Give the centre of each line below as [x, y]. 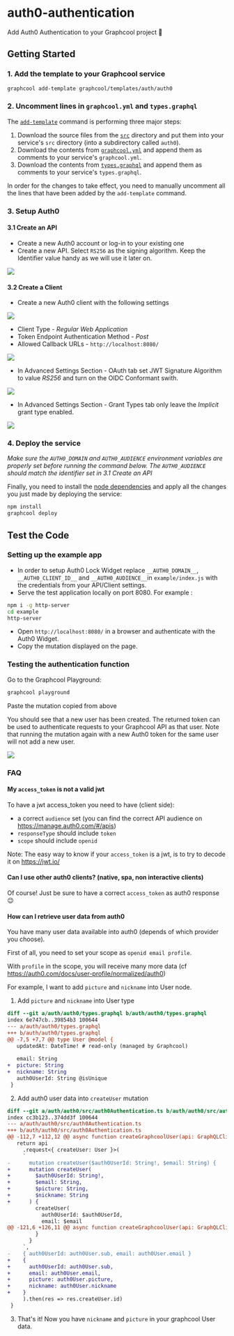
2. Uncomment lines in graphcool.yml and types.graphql [102, 106]
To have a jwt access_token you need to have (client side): [91, 804]
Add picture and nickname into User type [76, 1001]
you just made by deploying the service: [65, 494]
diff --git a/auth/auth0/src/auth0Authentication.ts [85, 1111]
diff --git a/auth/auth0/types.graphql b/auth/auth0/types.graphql [107, 1014]
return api [32, 1143]
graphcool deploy [32, 513]
